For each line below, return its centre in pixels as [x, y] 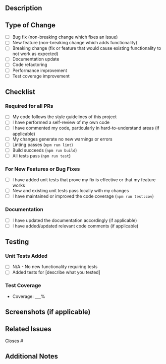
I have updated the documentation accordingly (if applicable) [75, 220]
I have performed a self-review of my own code [61, 122]
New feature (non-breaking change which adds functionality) [75, 43]
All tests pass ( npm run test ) [41, 155]
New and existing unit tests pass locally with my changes [71, 191]
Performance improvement [40, 70]
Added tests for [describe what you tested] [56, 272]
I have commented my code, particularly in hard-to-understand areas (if [86, 128]
